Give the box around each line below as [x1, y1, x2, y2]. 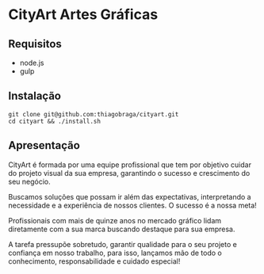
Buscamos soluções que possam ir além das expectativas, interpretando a [8, 192, 251, 201]
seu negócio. [8, 177, 51, 186]
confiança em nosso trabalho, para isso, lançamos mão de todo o [8, 248, 222, 257]
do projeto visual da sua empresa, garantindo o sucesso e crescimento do [8, 168, 251, 177]
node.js [19, 58, 45, 67]
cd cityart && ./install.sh [8, 117, 101, 125]
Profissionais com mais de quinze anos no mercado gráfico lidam [8, 215, 222, 225]
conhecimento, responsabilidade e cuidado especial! [8, 256, 181, 266]
